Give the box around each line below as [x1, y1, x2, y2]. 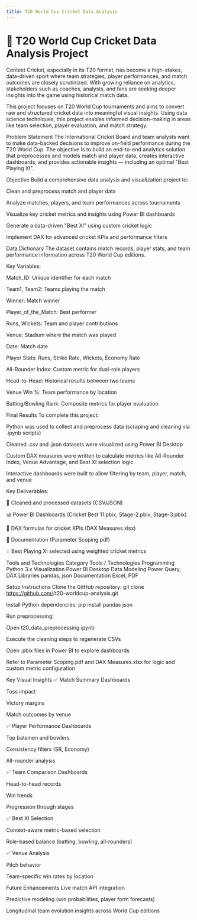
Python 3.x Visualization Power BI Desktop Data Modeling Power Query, [6, 565, 182, 572]
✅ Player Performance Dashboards [6, 722, 92, 729]
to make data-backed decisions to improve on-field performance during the [6, 140, 190, 147]
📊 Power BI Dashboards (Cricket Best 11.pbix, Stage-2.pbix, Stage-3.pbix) [6, 511, 188, 518]
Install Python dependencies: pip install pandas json [6, 601, 133, 608]
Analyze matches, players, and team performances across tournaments [6, 199, 180, 206]
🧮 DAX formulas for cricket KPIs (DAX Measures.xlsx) [6, 524, 136, 532]
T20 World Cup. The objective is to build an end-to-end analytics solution [6, 145, 186, 153]
